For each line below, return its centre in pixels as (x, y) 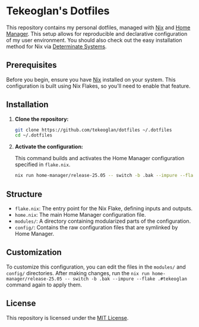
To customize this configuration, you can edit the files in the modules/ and (96, 267)
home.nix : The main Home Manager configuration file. (80, 215)
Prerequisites (31, 65)
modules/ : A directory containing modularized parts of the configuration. (103, 221)
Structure (24, 194)
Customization (34, 252)
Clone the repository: (42, 119)
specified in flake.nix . (42, 164)
